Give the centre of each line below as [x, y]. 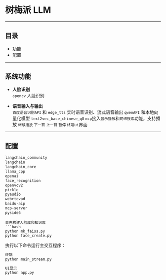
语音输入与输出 [27, 106]
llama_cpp [15, 172]
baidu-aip [15, 204]
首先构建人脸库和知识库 [25, 222]
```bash [13, 227]
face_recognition [23, 180]
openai [12, 176]
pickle [12, 190]
